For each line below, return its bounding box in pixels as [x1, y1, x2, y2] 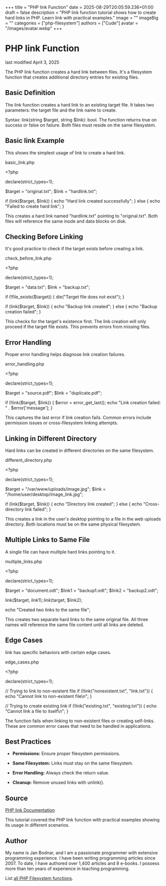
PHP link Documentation [5, 807, 55, 813]
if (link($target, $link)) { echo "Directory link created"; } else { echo [5, 501, 143, 507]
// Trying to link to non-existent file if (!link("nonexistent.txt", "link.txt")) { [5, 688, 153, 694]
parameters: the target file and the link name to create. [5, 107, 117, 113]
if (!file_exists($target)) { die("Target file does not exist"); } [5, 294, 125, 300]
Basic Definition [5, 89, 56, 97]
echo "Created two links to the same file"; [5, 607, 91, 613]
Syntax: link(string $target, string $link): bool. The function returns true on [5, 116, 157, 122]
